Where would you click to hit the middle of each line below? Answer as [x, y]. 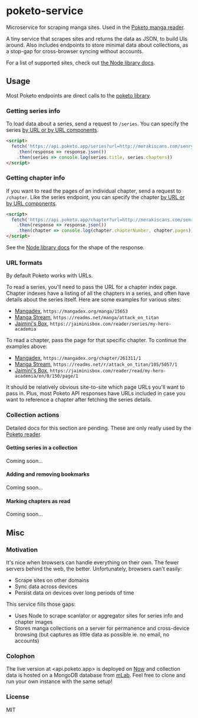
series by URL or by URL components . [52, 130]
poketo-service [45, 11]
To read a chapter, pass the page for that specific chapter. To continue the [96, 340]
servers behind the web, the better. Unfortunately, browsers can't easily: [94, 568]
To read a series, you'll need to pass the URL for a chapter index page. [92, 287]
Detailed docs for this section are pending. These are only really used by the [99, 428]
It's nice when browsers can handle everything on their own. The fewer [93, 562]
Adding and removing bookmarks [48, 475]
